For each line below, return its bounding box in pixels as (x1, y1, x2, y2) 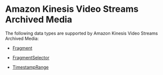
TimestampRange (12, 64, 49, 70)
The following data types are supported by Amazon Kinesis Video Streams (5, 30, 158, 36)
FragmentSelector (12, 54, 50, 60)
